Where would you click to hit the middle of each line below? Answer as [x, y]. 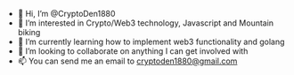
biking [29, 32]
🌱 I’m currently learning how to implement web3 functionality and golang [151, 41]
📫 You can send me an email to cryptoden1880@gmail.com [127, 61]
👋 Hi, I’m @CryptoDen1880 [66, 14]
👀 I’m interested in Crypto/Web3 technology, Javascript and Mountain [146, 23]
